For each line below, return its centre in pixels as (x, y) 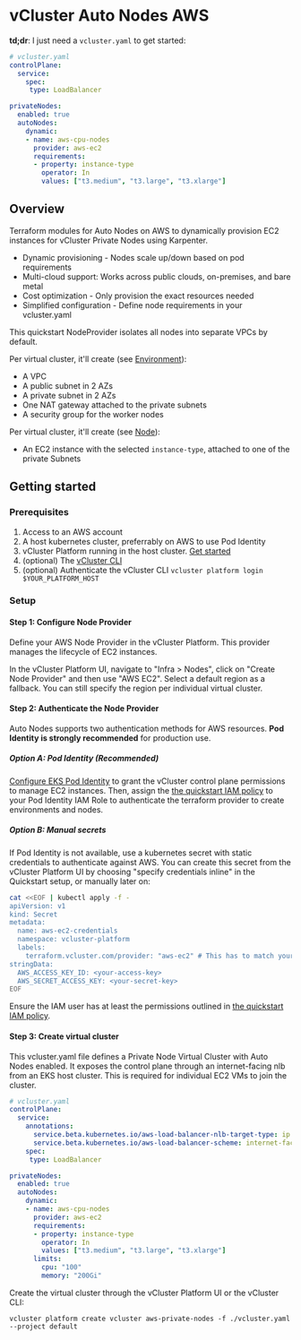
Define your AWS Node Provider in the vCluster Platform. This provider (140, 642)
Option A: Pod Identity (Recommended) (84, 759)
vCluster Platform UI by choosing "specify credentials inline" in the (132, 872)
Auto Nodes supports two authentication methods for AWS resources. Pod (147, 728)
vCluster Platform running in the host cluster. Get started (126, 551)
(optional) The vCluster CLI (72, 560)
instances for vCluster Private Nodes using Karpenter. (109, 240)
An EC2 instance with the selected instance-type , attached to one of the (156, 449)
